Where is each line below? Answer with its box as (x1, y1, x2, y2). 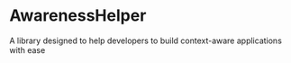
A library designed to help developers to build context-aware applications (9, 35, 282, 46)
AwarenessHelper (9, 5, 147, 26)
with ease (9, 44, 46, 55)
